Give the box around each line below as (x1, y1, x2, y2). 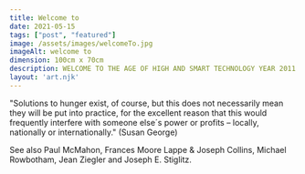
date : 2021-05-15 (9, 22, 76, 31)
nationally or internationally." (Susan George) (9, 127, 178, 138)
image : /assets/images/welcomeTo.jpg (9, 38, 153, 48)
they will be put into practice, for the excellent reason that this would (9, 107, 268, 118)
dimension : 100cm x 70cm (9, 56, 104, 65)
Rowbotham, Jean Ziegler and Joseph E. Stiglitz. (9, 154, 192, 165)
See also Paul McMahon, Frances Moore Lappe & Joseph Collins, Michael (9, 144, 287, 155)
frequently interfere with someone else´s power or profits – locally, (9, 117, 260, 128)
